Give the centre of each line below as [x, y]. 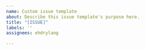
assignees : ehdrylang [32, 33]
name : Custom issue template [42, 11]
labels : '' [19, 28]
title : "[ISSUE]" [27, 22]
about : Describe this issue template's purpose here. [73, 17]
